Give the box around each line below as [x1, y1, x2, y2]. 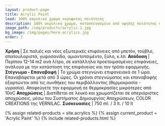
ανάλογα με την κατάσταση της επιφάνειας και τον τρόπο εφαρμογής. [5, 63, 151, 69]
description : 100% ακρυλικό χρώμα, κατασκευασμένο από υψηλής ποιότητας [5, 21, 157, 26]
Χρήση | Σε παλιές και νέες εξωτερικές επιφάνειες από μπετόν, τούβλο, [5, 48, 154, 54]
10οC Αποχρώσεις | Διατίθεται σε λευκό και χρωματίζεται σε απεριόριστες [5, 90, 159, 96]
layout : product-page [5, 7, 50, 12]
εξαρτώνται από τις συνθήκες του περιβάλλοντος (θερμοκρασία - [5, 79, 141, 85]
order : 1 [5, 35, 23, 40]
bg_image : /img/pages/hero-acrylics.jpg [5, 30, 89, 35]
